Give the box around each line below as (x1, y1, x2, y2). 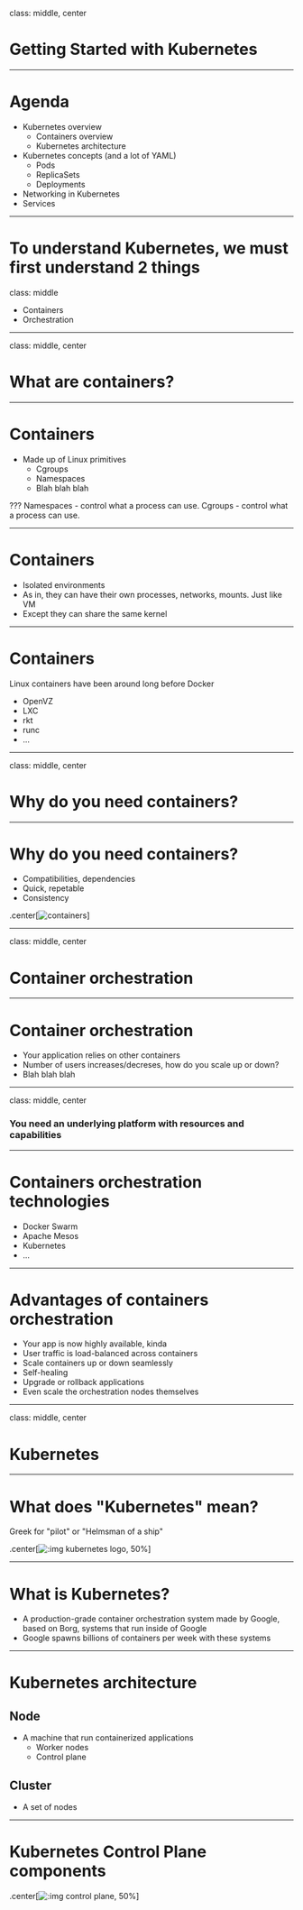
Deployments (35, 179, 86, 189)
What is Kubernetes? (9, 1584, 170, 1604)
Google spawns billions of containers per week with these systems (22, 1632, 271, 1644)
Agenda (9, 92, 69, 112)
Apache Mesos (22, 1230, 79, 1241)
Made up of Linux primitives (22, 454, 126, 464)
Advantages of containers (9, 1290, 209, 1310)
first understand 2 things (9, 257, 200, 278)
